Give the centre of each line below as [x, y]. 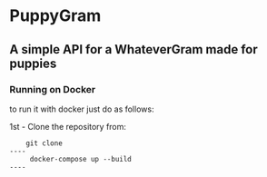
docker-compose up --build [80, 159]
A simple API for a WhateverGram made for [134, 49]
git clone [44, 143]
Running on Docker [53, 89]
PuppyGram [55, 16]
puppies [33, 63]
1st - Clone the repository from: [68, 126]
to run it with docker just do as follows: [82, 109]
